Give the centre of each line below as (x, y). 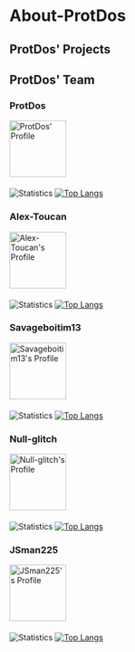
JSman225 (34, 551)
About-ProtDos (68, 16)
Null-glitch (34, 438)
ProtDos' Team (52, 79)
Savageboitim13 (45, 328)
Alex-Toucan (38, 216)
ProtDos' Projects (60, 49)
